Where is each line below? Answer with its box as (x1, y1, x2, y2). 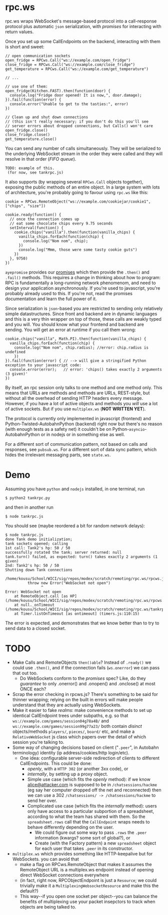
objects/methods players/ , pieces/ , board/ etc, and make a (12, 728, 135, 734)
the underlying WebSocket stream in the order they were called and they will (5, 151, 163, 157)
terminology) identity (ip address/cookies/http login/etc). (12, 749, 129, 755)
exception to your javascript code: (5, 362, 81, 368)
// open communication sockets (5, 53, 70, 59)
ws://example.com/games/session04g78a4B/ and (12, 717, 109, 724)
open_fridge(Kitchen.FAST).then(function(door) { (5, 88, 111, 94)
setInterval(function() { (9, 225, 64, 230)
